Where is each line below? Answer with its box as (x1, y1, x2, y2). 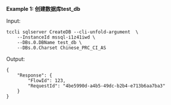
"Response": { (17, 72, 52, 78)
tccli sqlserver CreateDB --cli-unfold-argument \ (6, 29, 138, 35)
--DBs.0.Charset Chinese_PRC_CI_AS (17, 45, 107, 51)
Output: (6, 56, 25, 62)
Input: (6, 17, 21, 24)
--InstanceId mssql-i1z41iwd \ (17, 34, 96, 40)
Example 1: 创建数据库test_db (6, 5, 81, 12)
